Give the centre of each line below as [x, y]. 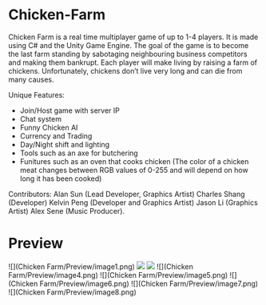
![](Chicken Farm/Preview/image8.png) [73, 292]
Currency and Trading [56, 136]
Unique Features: [37, 94]
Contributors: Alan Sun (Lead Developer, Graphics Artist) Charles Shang [127, 194]
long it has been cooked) [61, 179]
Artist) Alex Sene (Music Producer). [67, 211]
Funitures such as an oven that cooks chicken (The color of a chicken [134, 161]
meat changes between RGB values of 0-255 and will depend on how [134, 170]
